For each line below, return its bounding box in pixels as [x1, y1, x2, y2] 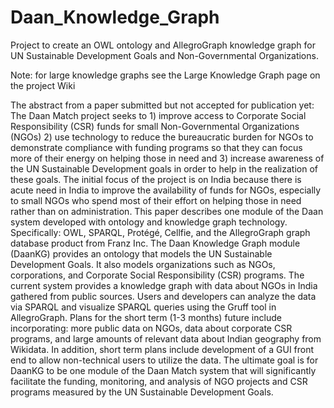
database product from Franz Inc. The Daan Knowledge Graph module [10, 237, 301, 249]
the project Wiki [10, 79, 76, 91]
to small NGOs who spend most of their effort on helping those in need [10, 194, 302, 206]
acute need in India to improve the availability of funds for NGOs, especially [10, 184, 322, 196]
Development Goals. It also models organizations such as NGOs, [10, 258, 276, 270]
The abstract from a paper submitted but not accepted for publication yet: [10, 99, 315, 111]
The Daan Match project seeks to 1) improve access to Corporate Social [10, 109, 307, 121]
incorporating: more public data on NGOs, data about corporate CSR [10, 322, 293, 334]
